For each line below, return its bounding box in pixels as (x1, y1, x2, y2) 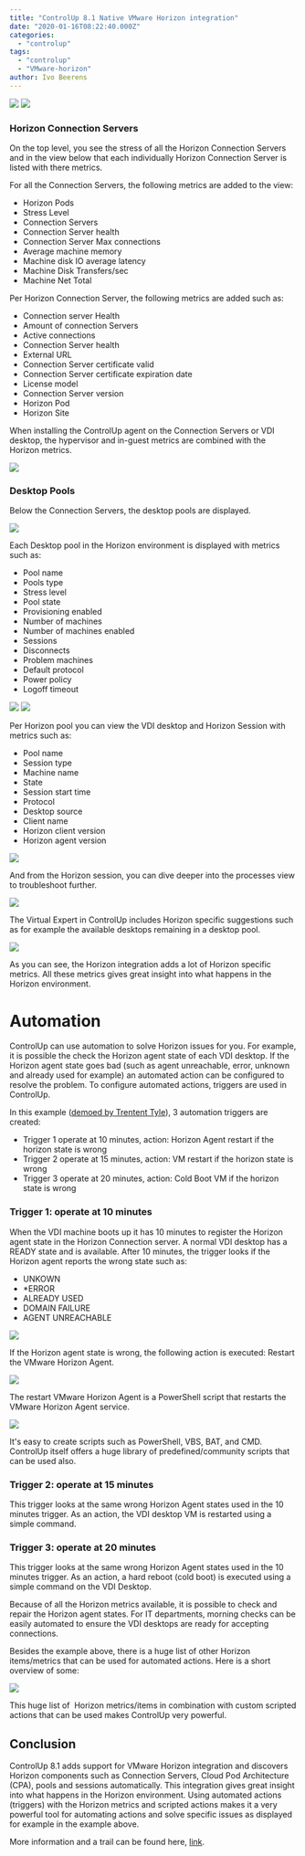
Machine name (22, 767, 79, 778)
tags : (9, 47, 30, 57)
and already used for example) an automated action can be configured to (9, 1070, 285, 1081)
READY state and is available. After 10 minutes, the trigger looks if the (9, 1246, 271, 1257)
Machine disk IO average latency (22, 256, 146, 267)
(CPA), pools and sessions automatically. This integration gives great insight (9, 1779, 295, 1790)
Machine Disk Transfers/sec (22, 266, 130, 277)
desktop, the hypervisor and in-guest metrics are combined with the (9, 435, 267, 446)
